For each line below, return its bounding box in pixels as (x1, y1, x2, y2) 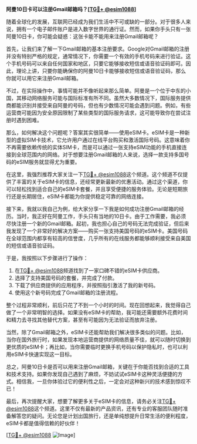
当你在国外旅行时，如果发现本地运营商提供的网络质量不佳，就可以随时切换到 (6, 336, 191, 343)
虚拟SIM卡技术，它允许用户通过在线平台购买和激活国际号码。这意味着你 (16, 136, 191, 143)
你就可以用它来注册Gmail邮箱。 (6, 75, 82, 82)
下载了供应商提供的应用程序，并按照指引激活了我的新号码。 (14, 282, 159, 288)
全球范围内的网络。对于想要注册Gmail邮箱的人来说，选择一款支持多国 (16, 151, 185, 158)
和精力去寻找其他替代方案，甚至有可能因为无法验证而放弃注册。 (6, 317, 160, 323)
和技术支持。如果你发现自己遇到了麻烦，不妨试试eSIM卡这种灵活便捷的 (6, 371, 178, 378)
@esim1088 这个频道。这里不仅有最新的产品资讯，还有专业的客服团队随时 (6, 405, 184, 412)
